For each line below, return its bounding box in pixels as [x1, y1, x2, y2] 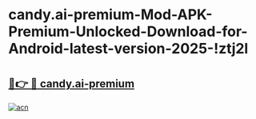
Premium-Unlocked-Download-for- [8, 22, 248, 41]
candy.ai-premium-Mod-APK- [8, 6, 213, 24]
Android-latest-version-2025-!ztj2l [8, 40, 249, 58]
